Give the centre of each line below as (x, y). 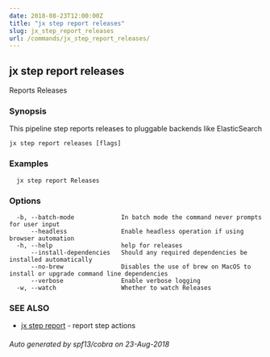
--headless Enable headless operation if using (137, 231)
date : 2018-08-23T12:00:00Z (56, 16)
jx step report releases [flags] (65, 143)
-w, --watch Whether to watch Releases (114, 288)
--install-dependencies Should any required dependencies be (139, 252)
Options (25, 201)
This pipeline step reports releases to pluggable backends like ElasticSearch (136, 129)
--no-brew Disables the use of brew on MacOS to (141, 267)
